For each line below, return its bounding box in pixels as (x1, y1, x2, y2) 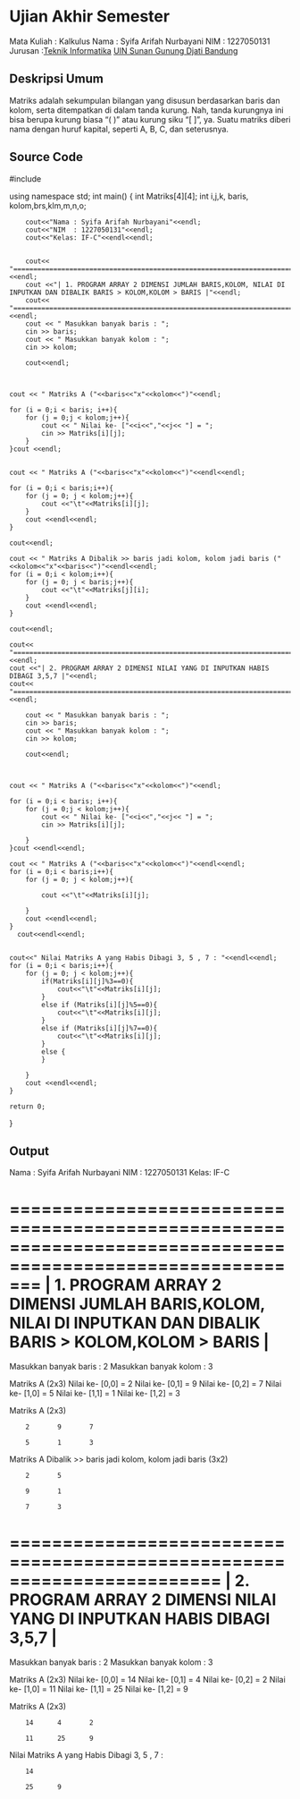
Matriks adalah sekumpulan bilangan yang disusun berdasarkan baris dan (9, 95, 280, 106)
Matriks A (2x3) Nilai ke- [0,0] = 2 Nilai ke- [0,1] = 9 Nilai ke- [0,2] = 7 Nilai (9, 1379, 282, 1389)
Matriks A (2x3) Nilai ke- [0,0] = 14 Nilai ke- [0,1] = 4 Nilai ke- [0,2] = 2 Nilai (9, 1675, 286, 1685)
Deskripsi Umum (9, 72, 104, 87)
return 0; (9, 1102, 46, 1111)
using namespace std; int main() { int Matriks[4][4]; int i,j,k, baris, (9, 191, 249, 201)
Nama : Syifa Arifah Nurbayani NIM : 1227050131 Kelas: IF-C (9, 1167, 230, 1178)
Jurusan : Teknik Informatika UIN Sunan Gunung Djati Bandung (9, 45, 238, 55)
